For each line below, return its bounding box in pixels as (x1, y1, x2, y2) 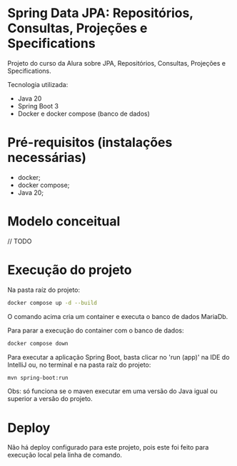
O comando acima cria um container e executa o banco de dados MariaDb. (7, 312, 228, 320)
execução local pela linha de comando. (7, 451, 123, 460)
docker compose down (7, 340, 69, 347)
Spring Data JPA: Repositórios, (7, 5, 194, 21)
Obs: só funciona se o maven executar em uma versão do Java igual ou (7, 387, 218, 395)
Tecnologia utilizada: (7, 80, 69, 88)
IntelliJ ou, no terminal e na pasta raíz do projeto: (7, 360, 151, 369)
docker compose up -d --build (7, 299, 98, 306)
